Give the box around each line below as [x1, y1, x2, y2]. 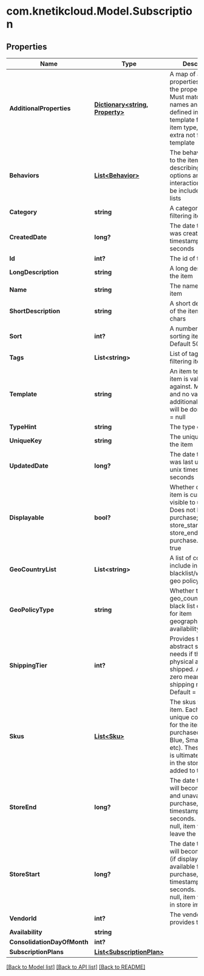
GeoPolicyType [9, 605, 55, 614]
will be [169, 405, 188, 413]
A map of [169, 70, 196, 78]
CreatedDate [9, 233, 47, 241]
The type [169, 422, 195, 431]
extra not [169, 131, 195, 139]
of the [169, 307, 187, 315]
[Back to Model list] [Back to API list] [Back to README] [6, 963, 146, 971]
